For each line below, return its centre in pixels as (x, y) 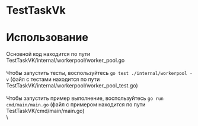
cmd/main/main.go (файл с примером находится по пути (76, 105)
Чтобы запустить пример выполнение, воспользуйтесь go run (85, 98)
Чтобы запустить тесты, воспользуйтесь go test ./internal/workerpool (97, 73)
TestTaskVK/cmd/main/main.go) (45, 111)
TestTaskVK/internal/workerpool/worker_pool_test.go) (72, 86)
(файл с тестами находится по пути (55, 79)
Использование (47, 38)
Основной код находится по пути (48, 54)
